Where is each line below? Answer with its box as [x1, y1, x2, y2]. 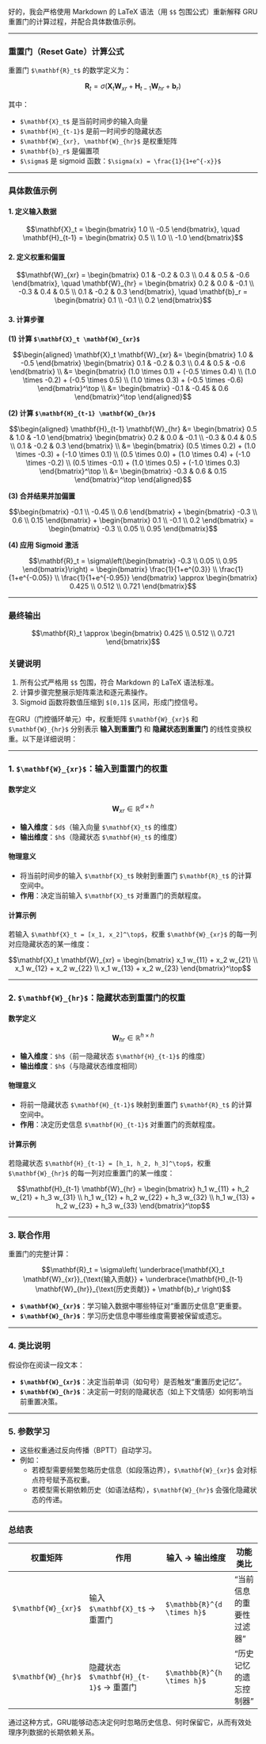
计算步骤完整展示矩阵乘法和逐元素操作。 [19, 688, 152, 697]
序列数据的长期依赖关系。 [14, 1727, 99, 1737]
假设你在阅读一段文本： [8, 1359, 85, 1370]
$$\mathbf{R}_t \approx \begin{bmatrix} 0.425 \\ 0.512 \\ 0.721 [31, 628, 235, 638]
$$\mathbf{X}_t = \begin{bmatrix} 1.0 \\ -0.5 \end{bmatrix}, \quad [26, 224, 240, 234]
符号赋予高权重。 [38, 1475, 95, 1485]
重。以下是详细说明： [8, 734, 78, 744]
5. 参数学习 [8, 1426, 51, 1437]
